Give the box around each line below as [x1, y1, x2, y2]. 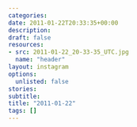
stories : [8, 84, 37, 93]
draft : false [8, 33, 51, 42]
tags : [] [8, 107, 37, 115]
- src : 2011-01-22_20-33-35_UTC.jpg [8, 48, 129, 56]
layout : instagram [8, 63, 69, 71]
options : [8, 70, 37, 78]
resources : [8, 41, 44, 49]
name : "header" [15, 56, 66, 64]
